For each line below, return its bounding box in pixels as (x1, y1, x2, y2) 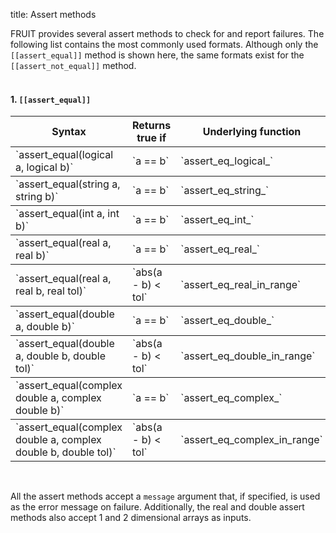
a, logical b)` (15, 160, 74, 174)
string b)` (15, 190, 59, 204)
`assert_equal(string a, (15, 177, 121, 191)
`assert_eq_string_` (180, 184, 270, 198)
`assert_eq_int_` (180, 213, 255, 227)
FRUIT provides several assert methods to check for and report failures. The (10, 28, 325, 39)
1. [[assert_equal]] (10, 93, 92, 105)
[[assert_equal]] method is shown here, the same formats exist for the (10, 49, 305, 61)
